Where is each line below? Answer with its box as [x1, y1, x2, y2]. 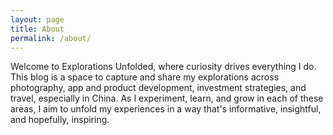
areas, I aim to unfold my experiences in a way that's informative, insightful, [10, 103, 322, 115]
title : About [10, 24, 65, 34]
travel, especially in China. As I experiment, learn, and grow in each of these [10, 92, 324, 105]
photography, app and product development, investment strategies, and [10, 82, 307, 94]
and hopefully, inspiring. [10, 114, 110, 126]
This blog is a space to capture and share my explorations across [10, 71, 280, 83]
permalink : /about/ [10, 33, 92, 43]
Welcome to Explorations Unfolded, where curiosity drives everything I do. [10, 61, 317, 73]
